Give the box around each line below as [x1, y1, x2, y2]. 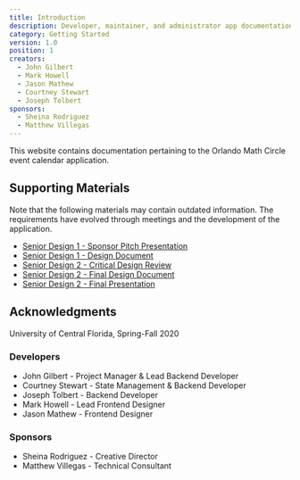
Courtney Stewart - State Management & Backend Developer [21, 380, 247, 391]
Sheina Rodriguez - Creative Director [21, 451, 159, 462]
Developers [9, 350, 61, 362]
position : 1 [9, 46, 54, 55]
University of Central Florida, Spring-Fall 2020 [9, 327, 179, 339]
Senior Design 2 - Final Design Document [21, 269, 175, 279]
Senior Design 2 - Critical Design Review [21, 260, 172, 270]
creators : [9, 54, 46, 63]
